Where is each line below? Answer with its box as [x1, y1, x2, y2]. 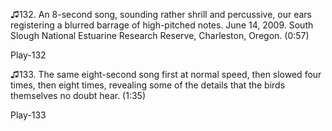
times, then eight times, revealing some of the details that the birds [10, 79, 286, 91]
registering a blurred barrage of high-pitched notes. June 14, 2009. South [10, 19, 314, 31]
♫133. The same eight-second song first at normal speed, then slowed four [10, 69, 322, 80]
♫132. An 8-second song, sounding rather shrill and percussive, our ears [10, 9, 312, 20]
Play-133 [10, 109, 47, 121]
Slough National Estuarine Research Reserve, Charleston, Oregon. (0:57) [10, 30, 310, 41]
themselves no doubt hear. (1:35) [10, 90, 147, 101]
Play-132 [10, 49, 47, 61]
